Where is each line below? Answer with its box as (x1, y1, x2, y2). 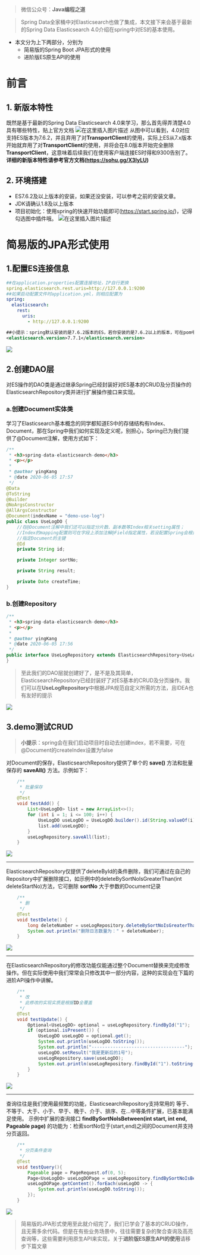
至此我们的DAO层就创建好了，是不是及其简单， (20, 669, 137, 676)
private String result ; (17, 568, 76, 574)
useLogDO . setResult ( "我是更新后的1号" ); (37, 1050, 134, 1056)
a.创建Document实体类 (6, 405, 73, 414)
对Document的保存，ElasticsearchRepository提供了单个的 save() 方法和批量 (6, 759, 193, 766)
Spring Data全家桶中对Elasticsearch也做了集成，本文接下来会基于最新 (20, 18, 192, 26)
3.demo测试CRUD (6, 722, 73, 732)
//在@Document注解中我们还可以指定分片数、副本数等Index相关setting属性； (17, 524, 185, 530)
